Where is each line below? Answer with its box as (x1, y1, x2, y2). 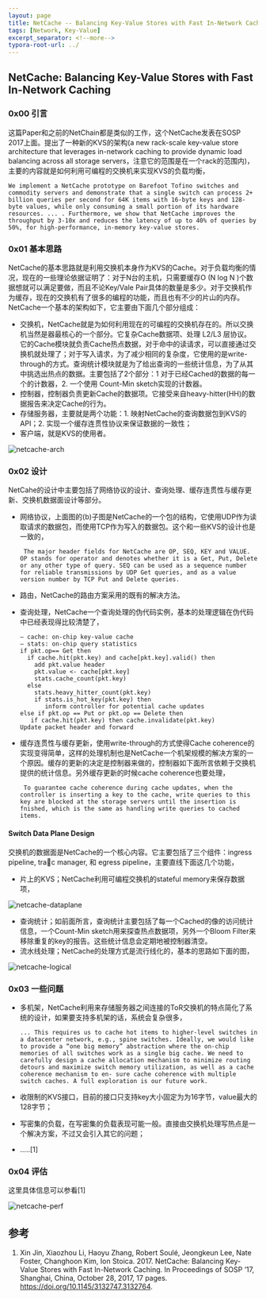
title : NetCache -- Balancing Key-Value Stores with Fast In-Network (8, 19, 243, 27)
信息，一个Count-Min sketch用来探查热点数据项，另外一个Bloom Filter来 (19, 926, 256, 935)
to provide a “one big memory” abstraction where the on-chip (19, 1042, 230, 1050)
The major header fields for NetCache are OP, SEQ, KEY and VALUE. (23, 548, 251, 556)
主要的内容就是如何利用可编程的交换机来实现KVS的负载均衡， (8, 166, 210, 175)
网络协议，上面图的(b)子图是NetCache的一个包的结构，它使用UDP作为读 (19, 512, 257, 522)
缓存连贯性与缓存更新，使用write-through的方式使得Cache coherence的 (19, 738, 255, 748)
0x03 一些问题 (8, 983, 64, 994)
